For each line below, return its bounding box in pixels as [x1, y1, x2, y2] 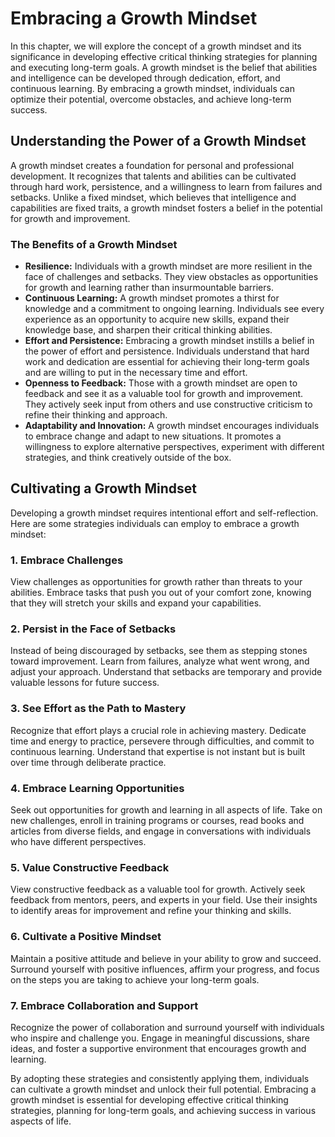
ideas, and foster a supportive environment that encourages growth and [10, 1042, 307, 1054]
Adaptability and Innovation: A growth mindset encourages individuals [24, 420, 320, 432]
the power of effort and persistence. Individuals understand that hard [24, 345, 310, 357]
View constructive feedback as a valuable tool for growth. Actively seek [10, 883, 306, 896]
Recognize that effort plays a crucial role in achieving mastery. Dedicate [10, 724, 307, 736]
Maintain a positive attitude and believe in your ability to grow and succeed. [10, 952, 322, 964]
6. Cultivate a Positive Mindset [10, 930, 162, 944]
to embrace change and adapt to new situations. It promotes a [24, 430, 282, 442]
